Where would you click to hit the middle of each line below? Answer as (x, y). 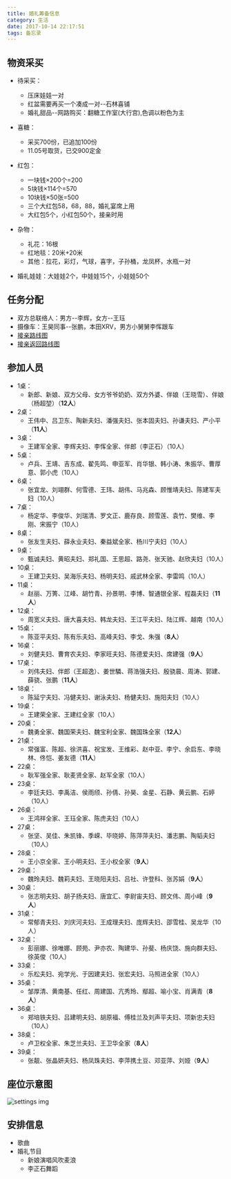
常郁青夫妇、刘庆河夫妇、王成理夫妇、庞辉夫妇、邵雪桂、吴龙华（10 (124, 922)
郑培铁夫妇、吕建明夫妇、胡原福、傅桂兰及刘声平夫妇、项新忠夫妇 (121, 1017)
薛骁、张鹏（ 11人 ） (54, 679)
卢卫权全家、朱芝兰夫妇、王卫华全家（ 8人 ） (90, 1043)
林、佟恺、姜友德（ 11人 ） (63, 758)
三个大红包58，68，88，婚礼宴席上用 (81, 206)
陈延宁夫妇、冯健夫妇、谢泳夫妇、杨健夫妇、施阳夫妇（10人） (115, 697)
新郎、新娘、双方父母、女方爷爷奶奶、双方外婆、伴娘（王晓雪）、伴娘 (125, 394)
